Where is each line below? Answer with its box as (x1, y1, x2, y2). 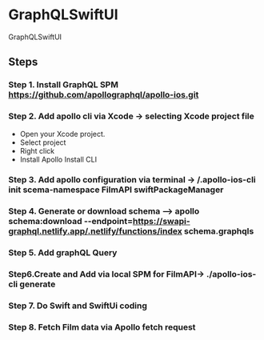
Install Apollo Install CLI (19, 154, 98, 164)
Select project (19, 138, 66, 147)
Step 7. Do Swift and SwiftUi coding (8, 300, 148, 311)
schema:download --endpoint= (8, 216, 134, 227)
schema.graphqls (183, 226, 254, 237)
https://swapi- (132, 216, 190, 227)
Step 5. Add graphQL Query (8, 247, 118, 258)
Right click (19, 146, 55, 155)
